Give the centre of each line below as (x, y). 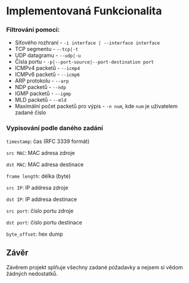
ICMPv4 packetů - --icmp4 (47, 68)
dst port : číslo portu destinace (44, 222)
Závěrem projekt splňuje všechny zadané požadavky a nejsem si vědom (94, 267)
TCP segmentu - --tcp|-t (47, 49)
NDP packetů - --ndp (41, 87)
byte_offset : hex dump (35, 234)
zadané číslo (30, 112)
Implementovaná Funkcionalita (84, 11)
